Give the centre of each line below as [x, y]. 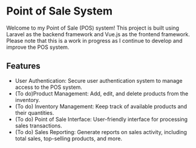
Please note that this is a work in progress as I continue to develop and [94, 40]
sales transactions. [38, 126]
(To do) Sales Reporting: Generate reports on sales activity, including [101, 132]
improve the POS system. [38, 47]
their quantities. [34, 112]
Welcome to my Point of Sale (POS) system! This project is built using [93, 28]
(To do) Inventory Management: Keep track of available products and [101, 106]
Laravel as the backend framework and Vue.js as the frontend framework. [98, 34]
